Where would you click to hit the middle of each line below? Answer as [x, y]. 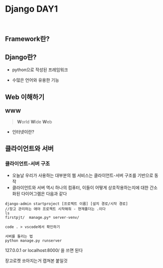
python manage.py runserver [34, 240]
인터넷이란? [23, 132]
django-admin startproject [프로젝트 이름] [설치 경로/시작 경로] [66, 204]
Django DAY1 [32, 9]
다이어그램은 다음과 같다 [44, 193]
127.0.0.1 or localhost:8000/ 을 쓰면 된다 [44, 250]
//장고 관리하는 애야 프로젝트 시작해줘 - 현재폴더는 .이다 [55, 209]
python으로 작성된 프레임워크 [40, 70]
